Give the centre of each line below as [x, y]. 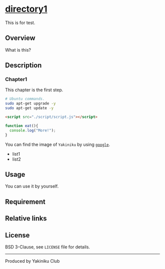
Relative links [26, 219]
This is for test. [20, 23]
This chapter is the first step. [34, 90]
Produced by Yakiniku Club [32, 261]
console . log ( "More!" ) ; [33, 130]
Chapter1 [16, 80]
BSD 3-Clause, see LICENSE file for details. [48, 247]
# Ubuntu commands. [25, 99]
